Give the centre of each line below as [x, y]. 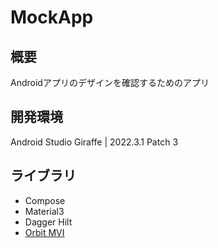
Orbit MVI [44, 232]
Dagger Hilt [48, 222]
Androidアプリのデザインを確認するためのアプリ [110, 82]
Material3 [44, 211]
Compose [45, 200]
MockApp [52, 17]
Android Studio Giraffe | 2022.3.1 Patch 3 [94, 142]
